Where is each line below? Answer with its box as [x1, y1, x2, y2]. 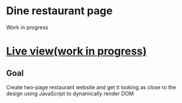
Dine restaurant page [6, 4, 113, 18]
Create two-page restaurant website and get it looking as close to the [6, 83, 177, 91]
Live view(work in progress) [6, 44, 147, 58]
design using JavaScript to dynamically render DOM [6, 90, 134, 97]
